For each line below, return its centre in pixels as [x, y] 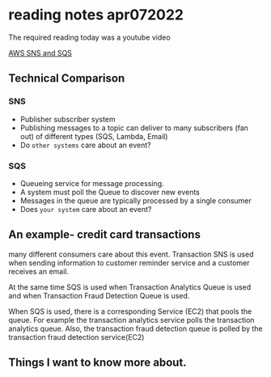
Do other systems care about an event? [85, 145]
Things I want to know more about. [98, 363]
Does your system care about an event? [86, 209]
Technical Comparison [67, 78]
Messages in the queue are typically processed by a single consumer [136, 201]
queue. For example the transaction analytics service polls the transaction [131, 320]
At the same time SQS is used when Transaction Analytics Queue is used [130, 287]
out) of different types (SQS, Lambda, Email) [94, 136]
